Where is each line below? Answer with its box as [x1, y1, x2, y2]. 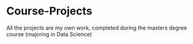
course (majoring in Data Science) [6, 30, 92, 37]
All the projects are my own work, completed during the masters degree [6, 24, 188, 31]
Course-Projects [6, 4, 93, 18]
